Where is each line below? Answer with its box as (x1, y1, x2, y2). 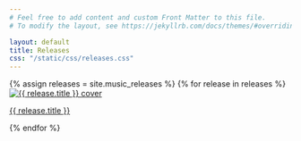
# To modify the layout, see (9, 21, 118, 30)
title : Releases (9, 46, 70, 54)
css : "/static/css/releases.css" (9, 54, 134, 63)
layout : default (9, 37, 70, 46)
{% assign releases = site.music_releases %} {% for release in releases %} (9, 79, 287, 89)
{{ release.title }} (9, 105, 71, 116)
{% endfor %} (9, 122, 61, 134)
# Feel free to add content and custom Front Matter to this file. (9, 12, 267, 22)
